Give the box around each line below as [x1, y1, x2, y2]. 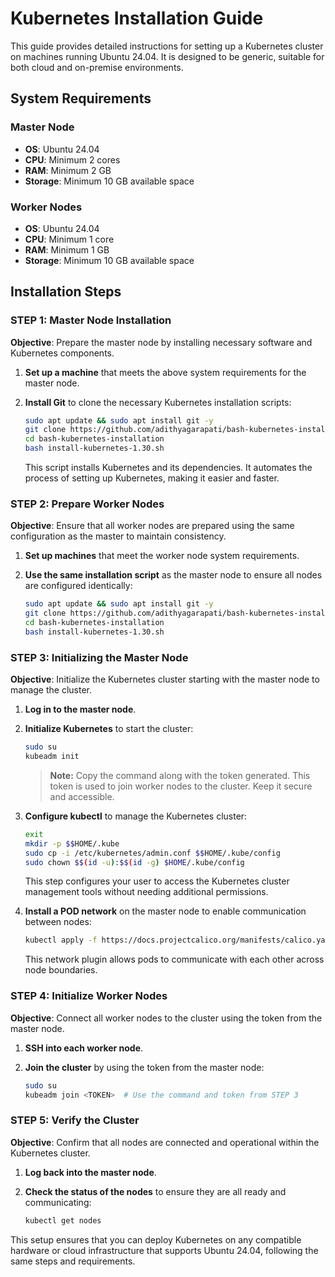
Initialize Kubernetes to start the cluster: [24, 723, 194, 735]
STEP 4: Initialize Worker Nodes [10, 989, 168, 1003]
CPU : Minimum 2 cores [24, 153, 121, 166]
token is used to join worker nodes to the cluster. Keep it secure [49, 780, 313, 792]
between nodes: [24, 916, 92, 928]
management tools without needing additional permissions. [24, 886, 269, 898]
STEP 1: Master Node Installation [10, 313, 172, 327]
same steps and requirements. [10, 1255, 136, 1267]
